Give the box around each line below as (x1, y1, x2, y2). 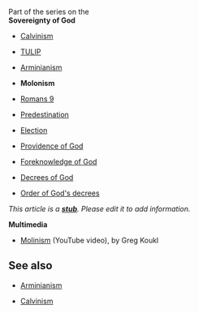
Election (19, 126, 48, 135)
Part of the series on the (8, 7, 89, 16)
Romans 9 (19, 94, 54, 104)
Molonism (19, 79, 55, 88)
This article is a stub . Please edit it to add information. (8, 204, 191, 213)
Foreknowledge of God (19, 157, 97, 166)
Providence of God (19, 141, 84, 151)
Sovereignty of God (8, 15, 75, 25)
